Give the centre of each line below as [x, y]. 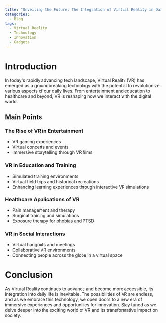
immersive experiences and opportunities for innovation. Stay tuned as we [81, 305]
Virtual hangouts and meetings [43, 245]
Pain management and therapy [43, 210]
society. [13, 315]
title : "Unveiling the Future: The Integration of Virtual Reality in [79, 10]
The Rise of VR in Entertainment [44, 131]
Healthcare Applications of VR [42, 199]
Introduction [31, 66]
